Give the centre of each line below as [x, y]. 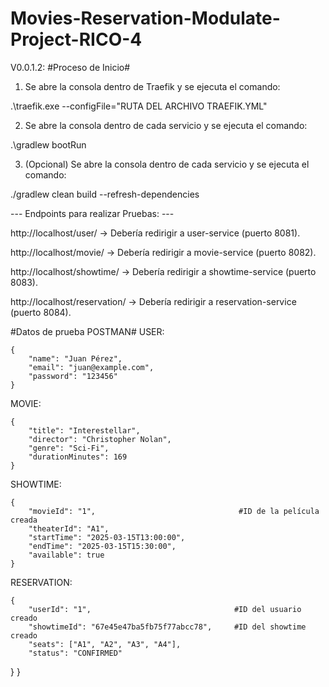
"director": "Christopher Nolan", [100, 439]
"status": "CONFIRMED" [75, 653]
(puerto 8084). [41, 312]
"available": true [66, 555]
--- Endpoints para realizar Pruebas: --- [92, 213]
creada [24, 520]
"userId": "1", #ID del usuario [165, 609]
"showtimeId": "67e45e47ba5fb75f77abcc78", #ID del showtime [167, 627]
